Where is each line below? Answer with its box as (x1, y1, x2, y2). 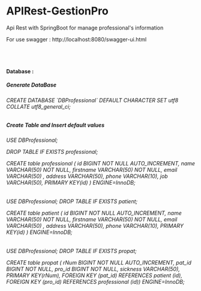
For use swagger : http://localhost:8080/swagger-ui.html (6, 35, 147, 43)
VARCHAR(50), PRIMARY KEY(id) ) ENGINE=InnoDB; (6, 179, 136, 186)
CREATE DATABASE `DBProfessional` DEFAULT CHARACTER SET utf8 (6, 96, 179, 103)
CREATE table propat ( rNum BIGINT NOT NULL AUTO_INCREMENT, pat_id (6, 259, 192, 266)
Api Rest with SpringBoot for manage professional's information (6, 24, 164, 31)
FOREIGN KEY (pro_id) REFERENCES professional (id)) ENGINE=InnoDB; (6, 278, 185, 285)
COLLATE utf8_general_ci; (6, 103, 71, 110)
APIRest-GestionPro (6, 4, 109, 18)
